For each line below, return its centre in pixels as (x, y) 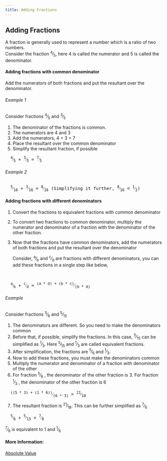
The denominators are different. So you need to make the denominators (87, 325)
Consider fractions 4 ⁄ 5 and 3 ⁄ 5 (36, 117)
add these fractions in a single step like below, (60, 265)
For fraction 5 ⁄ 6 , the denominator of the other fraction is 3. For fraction (86, 375)
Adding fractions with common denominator (52, 72)
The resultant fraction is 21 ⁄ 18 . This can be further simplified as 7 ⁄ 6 (80, 406)
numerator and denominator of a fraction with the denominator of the (84, 227)
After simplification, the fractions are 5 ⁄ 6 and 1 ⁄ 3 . (61, 351)
